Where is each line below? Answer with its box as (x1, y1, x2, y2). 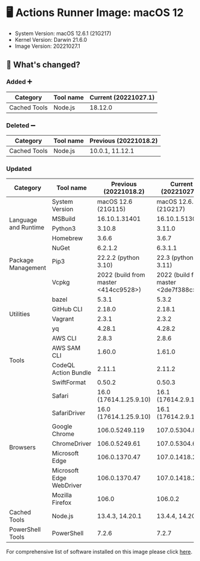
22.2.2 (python (97, 253, 140, 262)
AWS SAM (52, 344, 81, 352)
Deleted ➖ (6, 121, 36, 130)
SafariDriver (52, 409, 86, 417)
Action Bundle (52, 369, 92, 377)
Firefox (52, 498, 71, 507)
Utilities (9, 310, 30, 318)
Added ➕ (6, 78, 32, 86)
